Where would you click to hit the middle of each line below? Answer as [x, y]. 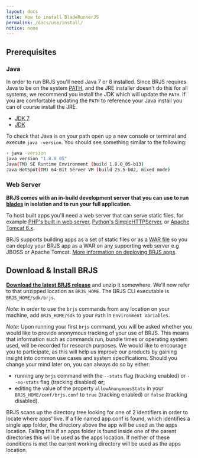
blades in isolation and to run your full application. [69, 204]
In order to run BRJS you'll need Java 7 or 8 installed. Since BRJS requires [96, 82]
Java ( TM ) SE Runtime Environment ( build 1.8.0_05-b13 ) [75, 164]
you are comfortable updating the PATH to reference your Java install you [94, 100]
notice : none [22, 28]
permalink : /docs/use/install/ [45, 22]
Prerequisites [31, 52]
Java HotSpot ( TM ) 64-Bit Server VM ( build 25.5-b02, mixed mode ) [88, 170]
